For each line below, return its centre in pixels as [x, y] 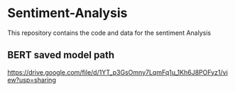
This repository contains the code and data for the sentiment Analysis [109, 33]
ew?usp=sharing [32, 80]
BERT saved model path [61, 55]
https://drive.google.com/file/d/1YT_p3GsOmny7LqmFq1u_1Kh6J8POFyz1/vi [118, 72]
